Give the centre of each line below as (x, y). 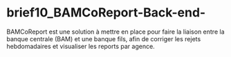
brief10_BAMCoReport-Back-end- (106, 13)
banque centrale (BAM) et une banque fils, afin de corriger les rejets (104, 38)
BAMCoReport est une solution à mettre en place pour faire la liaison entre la (116, 32)
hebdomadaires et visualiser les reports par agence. (81, 46)
